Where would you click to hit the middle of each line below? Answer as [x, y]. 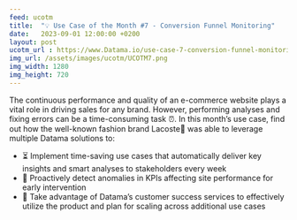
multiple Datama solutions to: [62, 138]
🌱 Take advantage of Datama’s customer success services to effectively [153, 196]
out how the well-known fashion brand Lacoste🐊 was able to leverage [136, 128]
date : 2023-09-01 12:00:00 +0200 [75, 34]
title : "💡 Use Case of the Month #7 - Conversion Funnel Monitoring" [142, 26]
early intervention [54, 187]
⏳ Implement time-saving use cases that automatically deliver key [142, 156]
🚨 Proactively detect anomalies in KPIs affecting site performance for [148, 178]
